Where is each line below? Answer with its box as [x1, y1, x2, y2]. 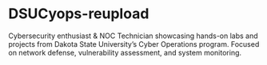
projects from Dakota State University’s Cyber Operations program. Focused [8, 39, 260, 48]
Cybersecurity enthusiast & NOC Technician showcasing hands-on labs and [8, 31, 258, 40]
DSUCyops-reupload [8, 5, 149, 23]
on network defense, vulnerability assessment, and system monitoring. [8, 48, 242, 57]
